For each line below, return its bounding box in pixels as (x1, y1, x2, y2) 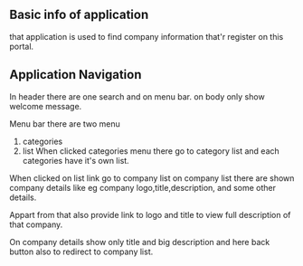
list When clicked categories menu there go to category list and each (22, 145, 280, 157)
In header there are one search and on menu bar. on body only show (9, 90, 265, 102)
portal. (9, 41, 34, 52)
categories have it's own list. (22, 155, 129, 166)
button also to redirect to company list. (9, 246, 154, 257)
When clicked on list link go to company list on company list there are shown (9, 172, 295, 184)
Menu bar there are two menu (9, 118, 120, 129)
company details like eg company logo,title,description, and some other (9, 182, 276, 193)
